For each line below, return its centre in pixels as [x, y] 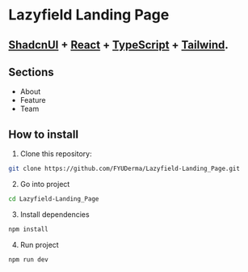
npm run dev [28, 259]
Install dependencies [55, 214]
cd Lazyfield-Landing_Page [54, 199]
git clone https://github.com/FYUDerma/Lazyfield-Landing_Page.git [124, 169]
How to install [44, 134]
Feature [33, 100]
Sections [31, 72]
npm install [28, 229]
